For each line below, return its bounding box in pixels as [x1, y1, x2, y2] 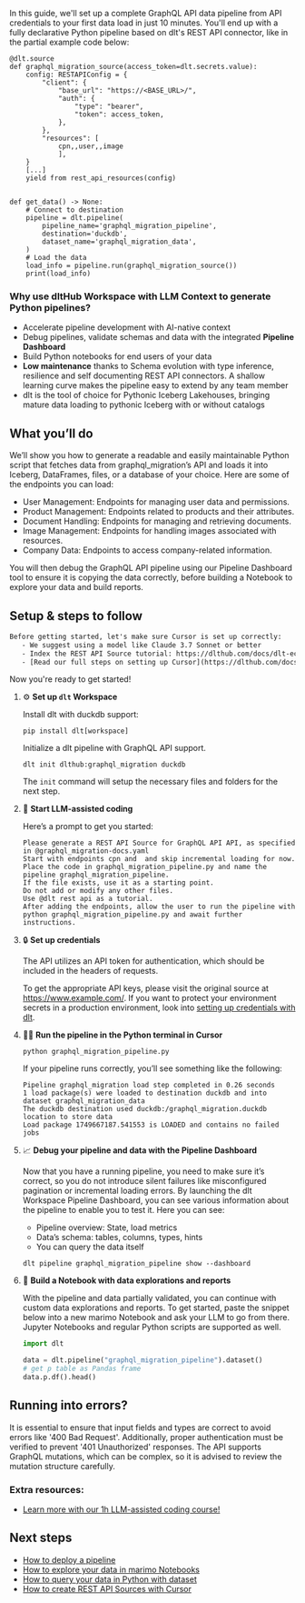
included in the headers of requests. [22, 966, 159, 977]
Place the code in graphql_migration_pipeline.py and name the [22, 863, 268, 872]
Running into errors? [9, 1398, 129, 1413]
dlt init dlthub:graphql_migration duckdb [22, 760, 186, 769]
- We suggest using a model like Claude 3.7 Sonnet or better [21, 640, 261, 649]
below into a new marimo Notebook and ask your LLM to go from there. [22, 1312, 290, 1323]
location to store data [22, 1113, 113, 1122]
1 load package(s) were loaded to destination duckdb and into [22, 1088, 268, 1098]
